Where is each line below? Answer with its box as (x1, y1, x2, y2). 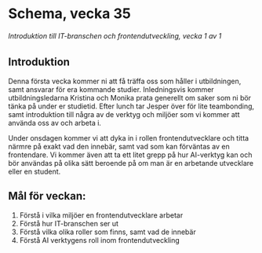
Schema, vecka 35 (8, 5, 131, 23)
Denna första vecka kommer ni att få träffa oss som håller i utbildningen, (8, 76, 242, 86)
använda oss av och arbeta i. (8, 118, 102, 127)
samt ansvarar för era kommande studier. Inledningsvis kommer (8, 84, 214, 94)
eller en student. (8, 167, 61, 176)
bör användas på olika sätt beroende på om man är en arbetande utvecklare (8, 158, 254, 167)
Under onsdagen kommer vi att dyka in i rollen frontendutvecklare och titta (8, 133, 249, 142)
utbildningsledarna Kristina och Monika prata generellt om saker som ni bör (8, 93, 252, 102)
